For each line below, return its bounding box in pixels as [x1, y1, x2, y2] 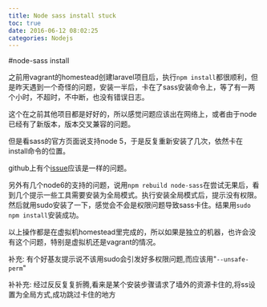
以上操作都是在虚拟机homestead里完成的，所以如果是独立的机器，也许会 [8, 227, 249, 237]
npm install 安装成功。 [8, 210, 83, 220]
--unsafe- [216, 256, 249, 264]
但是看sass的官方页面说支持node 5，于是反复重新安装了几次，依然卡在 [8, 137, 243, 146]
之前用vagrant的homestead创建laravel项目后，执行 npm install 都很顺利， [8, 73, 251, 82]
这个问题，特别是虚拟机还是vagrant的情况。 [14, 237, 160, 247]
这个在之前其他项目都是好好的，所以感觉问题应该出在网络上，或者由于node [8, 110, 257, 119]
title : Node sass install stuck [8, 11, 116, 20]
